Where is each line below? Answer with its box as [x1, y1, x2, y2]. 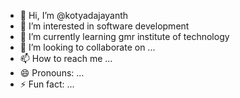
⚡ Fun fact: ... [19, 78, 75, 90]
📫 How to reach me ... [19, 53, 113, 64]
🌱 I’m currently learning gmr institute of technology [19, 31, 230, 42]
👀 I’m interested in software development [19, 20, 190, 32]
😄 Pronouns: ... [19, 67, 85, 79]
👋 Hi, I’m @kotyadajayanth [19, 10, 129, 21]
